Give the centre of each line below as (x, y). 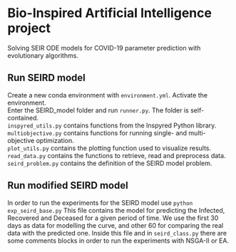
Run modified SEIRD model (68, 185)
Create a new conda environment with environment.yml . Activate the (108, 95)
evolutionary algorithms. (43, 56)
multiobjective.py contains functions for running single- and (97, 132)
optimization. (55, 140)
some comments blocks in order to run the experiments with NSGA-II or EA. (118, 241)
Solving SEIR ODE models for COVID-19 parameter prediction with (104, 48)
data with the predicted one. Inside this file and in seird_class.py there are (117, 233)
